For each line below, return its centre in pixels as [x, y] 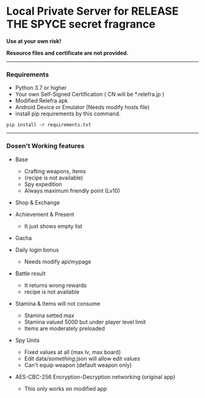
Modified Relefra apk [41, 101]
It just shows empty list [53, 226]
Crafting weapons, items [55, 171]
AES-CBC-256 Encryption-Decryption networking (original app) [95, 377]
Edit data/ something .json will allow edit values [82, 358]
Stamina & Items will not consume [58, 303]
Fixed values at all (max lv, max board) [72, 352]
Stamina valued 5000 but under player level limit [85, 322]
